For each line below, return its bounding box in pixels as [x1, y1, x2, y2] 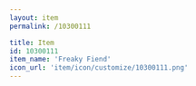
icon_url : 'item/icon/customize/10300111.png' [9, 63, 189, 72]
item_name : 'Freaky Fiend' [9, 55, 112, 64]
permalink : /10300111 [9, 22, 92, 31]
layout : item [9, 13, 59, 23]
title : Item [9, 38, 54, 47]
